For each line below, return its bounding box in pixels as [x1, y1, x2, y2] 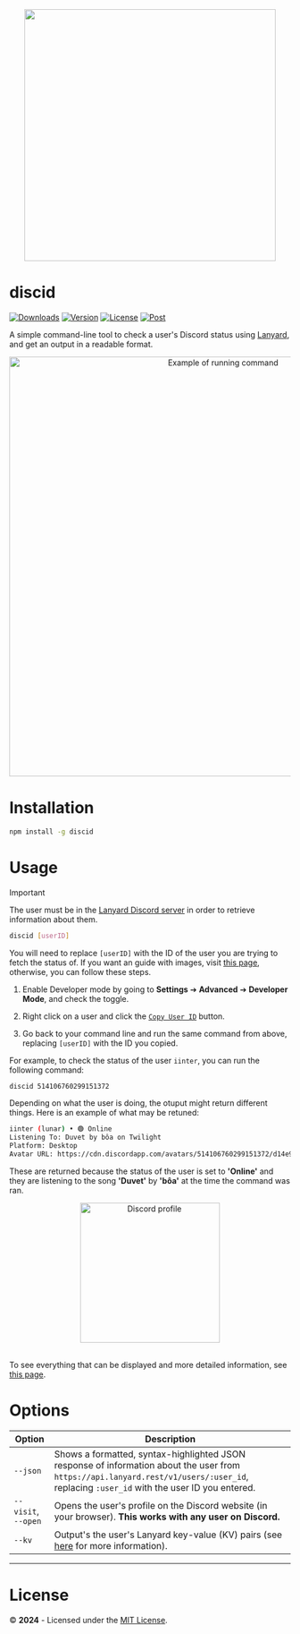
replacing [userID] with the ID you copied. [21, 1038, 179, 1048]
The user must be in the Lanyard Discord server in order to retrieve [9, 904, 256, 915]
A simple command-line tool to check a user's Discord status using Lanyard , [9, 329, 290, 339]
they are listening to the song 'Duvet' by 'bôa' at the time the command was [9, 1175, 290, 1185]
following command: [9, 1065, 85, 1075]
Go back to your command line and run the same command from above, [21, 1028, 287, 1039]
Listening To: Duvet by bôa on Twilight [9, 1133, 162, 1142]
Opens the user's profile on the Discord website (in [54, 1499, 268, 1511]
